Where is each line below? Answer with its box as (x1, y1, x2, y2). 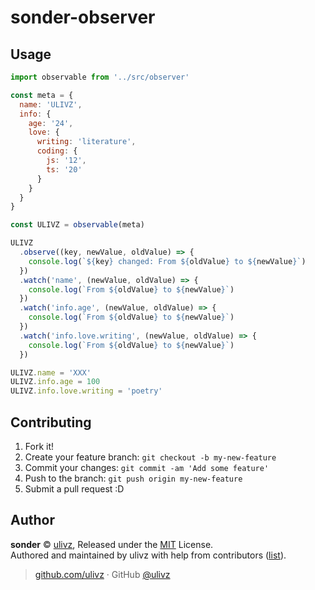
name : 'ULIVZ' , (19, 99, 83, 110)
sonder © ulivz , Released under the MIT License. (10, 538, 214, 550)
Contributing (10, 414, 92, 431)
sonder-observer (10, 6, 156, 29)
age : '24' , (28, 118, 74, 128)
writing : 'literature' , (36, 137, 137, 147)
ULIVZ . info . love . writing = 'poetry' (10, 386, 163, 396)
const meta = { (10, 90, 74, 100)
